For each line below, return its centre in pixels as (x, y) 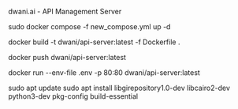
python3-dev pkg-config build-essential (73, 96)
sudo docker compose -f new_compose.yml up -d (89, 26)
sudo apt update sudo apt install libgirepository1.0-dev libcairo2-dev (119, 88)
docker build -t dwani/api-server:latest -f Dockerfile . (94, 42)
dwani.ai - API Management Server (65, 11)
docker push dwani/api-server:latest (67, 57)
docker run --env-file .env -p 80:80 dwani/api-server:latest (104, 73)
